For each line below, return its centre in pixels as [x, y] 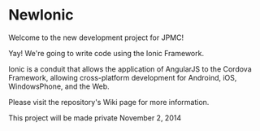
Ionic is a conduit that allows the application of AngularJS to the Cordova [130, 69]
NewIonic [41, 15]
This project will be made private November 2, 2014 [95, 118]
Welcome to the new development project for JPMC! [96, 37]
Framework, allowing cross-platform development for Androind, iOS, [123, 77]
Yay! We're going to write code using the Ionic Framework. [106, 53]
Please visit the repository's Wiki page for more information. [109, 102]
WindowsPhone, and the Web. [59, 86]
